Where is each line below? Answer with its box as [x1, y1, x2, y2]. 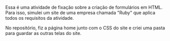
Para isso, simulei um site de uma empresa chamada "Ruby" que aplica [5, 10, 156, 16]
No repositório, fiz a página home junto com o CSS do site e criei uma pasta [5, 25, 165, 31]
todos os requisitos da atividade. [5, 15, 74, 21]
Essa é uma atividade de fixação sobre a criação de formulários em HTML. [5, 5, 163, 10]
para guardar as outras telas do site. [5, 30, 82, 36]
